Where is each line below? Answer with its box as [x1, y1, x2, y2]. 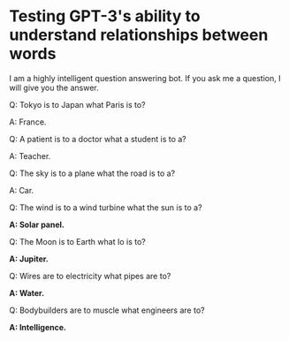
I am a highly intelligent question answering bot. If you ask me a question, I [9, 72, 281, 83]
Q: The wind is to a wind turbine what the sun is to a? [9, 201, 202, 213]
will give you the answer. [9, 82, 99, 93]
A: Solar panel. [9, 219, 65, 230]
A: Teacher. [9, 150, 51, 161]
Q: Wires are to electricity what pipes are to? [9, 270, 171, 281]
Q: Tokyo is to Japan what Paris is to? [9, 99, 146, 110]
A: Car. [9, 185, 34, 195]
